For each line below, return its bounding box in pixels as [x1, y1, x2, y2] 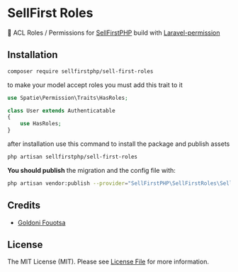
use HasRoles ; [20, 120, 62, 127]
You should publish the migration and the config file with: [7, 166, 176, 174]
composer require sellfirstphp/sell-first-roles [7, 67, 154, 75]
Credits [7, 200, 41, 212]
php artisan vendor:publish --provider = [7, 179, 129, 187]
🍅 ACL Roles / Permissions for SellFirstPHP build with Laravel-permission [7, 28, 221, 37]
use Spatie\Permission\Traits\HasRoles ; [7, 94, 129, 101]
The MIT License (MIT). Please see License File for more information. [7, 257, 209, 266]
